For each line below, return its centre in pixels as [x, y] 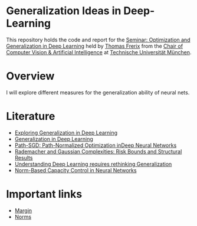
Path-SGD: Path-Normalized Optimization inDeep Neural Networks [96, 145]
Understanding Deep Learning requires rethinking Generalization [93, 164]
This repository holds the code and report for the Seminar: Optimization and [98, 40]
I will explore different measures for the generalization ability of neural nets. [98, 92]
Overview [30, 76]
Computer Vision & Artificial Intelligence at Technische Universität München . [99, 52]
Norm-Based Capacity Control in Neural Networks [75, 170]
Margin [23, 210]
